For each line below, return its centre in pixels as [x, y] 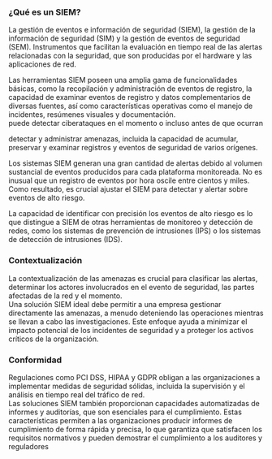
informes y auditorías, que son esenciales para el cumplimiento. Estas [125, 412]
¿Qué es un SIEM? [45, 12]
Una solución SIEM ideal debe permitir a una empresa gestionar [115, 304]
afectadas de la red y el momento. [66, 296]
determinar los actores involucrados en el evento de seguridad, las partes [132, 287]
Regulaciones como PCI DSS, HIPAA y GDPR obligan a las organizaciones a [134, 377]
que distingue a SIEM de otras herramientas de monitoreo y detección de [131, 223]
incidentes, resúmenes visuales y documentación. [92, 115]
